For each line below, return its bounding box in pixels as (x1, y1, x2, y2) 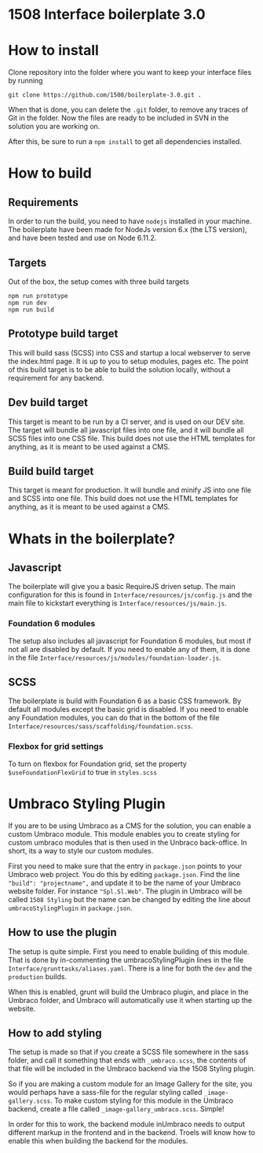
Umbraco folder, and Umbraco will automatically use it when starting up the (8, 995, 253, 1004)
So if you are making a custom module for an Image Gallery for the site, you (8, 1079, 253, 1089)
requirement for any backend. (8, 373, 104, 382)
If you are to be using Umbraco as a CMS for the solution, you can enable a (8, 820, 251, 831)
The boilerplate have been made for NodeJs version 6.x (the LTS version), (8, 225, 247, 234)
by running (8, 76, 43, 86)
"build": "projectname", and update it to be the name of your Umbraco (8, 878, 241, 887)
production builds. (8, 971, 68, 981)
